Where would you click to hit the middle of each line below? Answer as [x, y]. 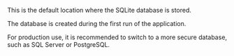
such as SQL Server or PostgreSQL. [59, 44]
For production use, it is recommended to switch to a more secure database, [117, 37]
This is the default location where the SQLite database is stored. [100, 10]
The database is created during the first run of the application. [97, 23]
